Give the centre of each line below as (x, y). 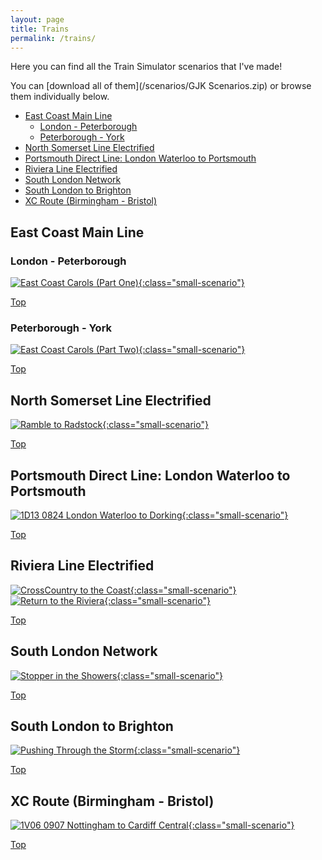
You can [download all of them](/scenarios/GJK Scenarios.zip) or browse (161, 86)
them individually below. (60, 97)
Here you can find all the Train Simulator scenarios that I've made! (146, 67)
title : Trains (40, 29)
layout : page (37, 19)
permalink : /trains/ (53, 38)
